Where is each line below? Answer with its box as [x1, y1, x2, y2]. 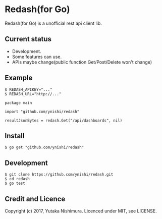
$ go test [5, 181, 26, 186]
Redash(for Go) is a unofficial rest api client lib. [5, 20, 102, 26]
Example [5, 74, 33, 82]
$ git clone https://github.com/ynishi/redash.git [5, 172, 114, 177]
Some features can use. [12, 53, 62, 60]
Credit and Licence [5, 194, 66, 203]
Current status [5, 35, 51, 43]
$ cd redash [5, 177, 30, 182]
